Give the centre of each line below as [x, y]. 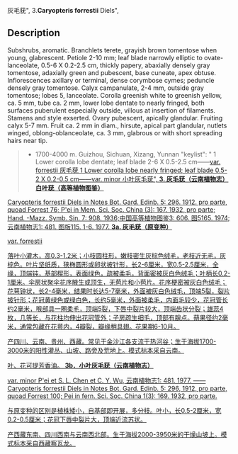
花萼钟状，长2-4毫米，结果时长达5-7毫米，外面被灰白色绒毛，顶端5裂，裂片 [119, 291]
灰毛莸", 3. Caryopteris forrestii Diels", [63, 10]
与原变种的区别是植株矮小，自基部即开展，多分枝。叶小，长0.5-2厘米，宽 [114, 410]
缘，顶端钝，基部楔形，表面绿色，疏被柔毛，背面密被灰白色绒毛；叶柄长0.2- [119, 273]
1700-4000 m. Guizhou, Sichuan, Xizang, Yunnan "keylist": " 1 [125, 154]
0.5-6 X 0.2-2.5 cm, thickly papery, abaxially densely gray [125, 65]
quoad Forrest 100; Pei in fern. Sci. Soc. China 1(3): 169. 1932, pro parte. [112, 396]
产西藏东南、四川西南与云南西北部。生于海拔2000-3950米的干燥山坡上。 [114, 434]
